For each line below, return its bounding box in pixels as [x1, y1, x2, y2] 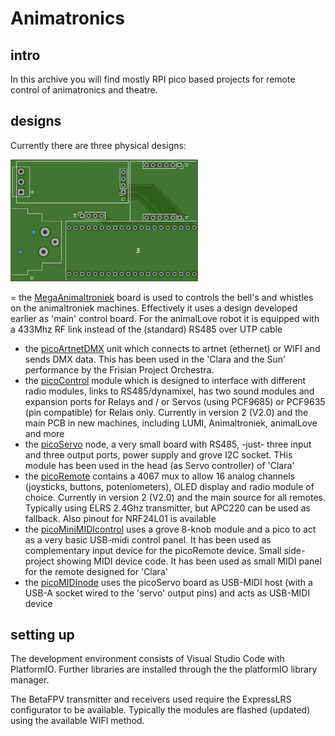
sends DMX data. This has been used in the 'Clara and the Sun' [24, 353, 287, 365]
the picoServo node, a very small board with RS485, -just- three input [24, 438, 312, 450]
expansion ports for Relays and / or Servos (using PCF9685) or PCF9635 [24, 395, 326, 407]
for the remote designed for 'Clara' [24, 565, 168, 577]
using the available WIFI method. [10, 715, 145, 727]
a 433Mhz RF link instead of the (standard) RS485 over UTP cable [10, 323, 283, 335]
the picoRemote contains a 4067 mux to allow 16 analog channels [24, 470, 295, 482]
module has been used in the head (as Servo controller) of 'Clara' [24, 459, 295, 471]
